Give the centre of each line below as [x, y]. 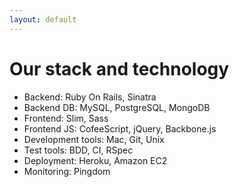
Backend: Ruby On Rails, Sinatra [90, 97]
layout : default [43, 19]
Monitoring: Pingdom [67, 171]
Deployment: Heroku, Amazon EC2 [95, 160]
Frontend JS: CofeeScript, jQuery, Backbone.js [120, 128]
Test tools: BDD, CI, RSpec [78, 150]
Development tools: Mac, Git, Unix [94, 139]
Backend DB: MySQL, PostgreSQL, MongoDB [117, 107]
